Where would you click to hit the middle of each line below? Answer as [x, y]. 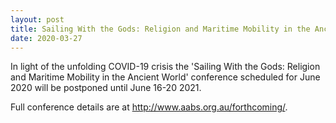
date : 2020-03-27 [46, 38]
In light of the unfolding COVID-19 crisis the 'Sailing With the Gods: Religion [165, 67]
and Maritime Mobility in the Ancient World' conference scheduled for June [165, 77]
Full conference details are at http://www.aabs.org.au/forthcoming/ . [149, 107]
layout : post [37, 19]
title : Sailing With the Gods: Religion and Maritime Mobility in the [160, 29]
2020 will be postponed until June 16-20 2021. [106, 88]
